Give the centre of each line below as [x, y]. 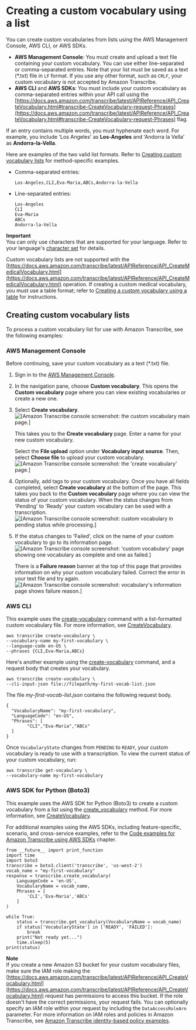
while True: [20, 917]
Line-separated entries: [43, 193]
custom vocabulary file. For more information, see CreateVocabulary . [89, 625]
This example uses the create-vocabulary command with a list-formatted [94, 619]
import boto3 [22, 860]
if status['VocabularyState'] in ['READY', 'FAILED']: [85, 927]
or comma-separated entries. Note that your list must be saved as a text [101, 69]
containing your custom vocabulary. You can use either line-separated [99, 63]
